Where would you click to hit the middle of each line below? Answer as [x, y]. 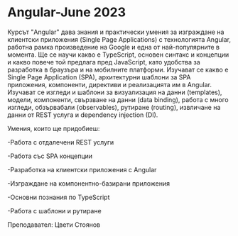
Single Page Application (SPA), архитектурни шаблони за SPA [99, 77]
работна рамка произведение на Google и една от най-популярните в [114, 47]
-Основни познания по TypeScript [59, 197]
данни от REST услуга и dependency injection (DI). [83, 115]
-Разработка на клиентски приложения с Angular [82, 169]
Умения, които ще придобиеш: [54, 128]
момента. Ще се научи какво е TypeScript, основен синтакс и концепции [118, 55]
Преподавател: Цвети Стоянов [54, 225]
